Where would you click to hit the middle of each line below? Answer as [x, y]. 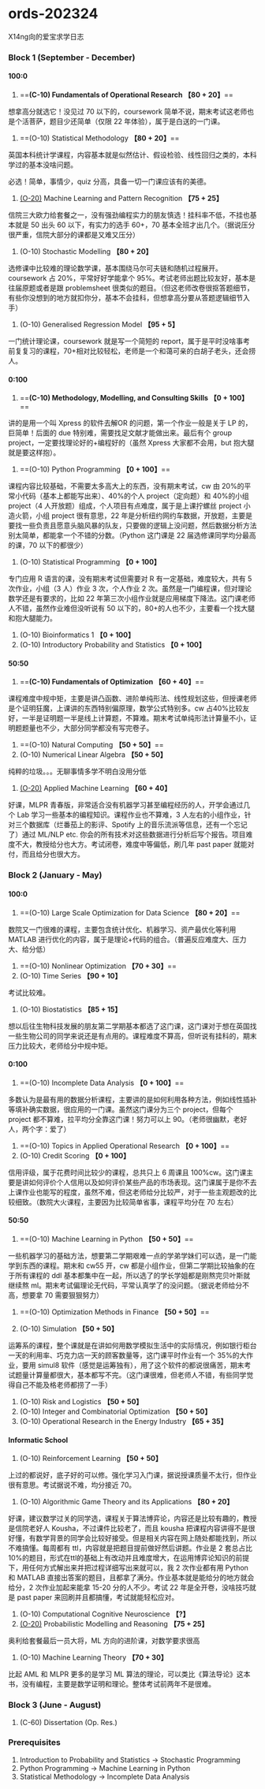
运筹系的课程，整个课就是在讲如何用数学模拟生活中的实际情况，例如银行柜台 [132, 1345]
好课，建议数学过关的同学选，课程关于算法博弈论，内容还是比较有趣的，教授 [132, 1519]
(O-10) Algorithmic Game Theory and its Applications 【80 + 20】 [127, 1502]
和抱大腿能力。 [32, 618]
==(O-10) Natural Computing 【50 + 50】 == [91, 745]
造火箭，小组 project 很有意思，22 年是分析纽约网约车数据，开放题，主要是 [131, 516]
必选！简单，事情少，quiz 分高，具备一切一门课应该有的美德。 [109, 181]
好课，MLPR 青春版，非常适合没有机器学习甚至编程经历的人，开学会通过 [126, 805]
